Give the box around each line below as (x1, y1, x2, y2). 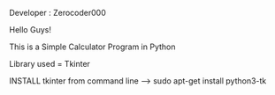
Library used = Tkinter (9, 59, 91, 69)
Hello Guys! (9, 25, 51, 34)
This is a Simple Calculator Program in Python (9, 41, 176, 52)
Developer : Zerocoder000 (9, 8, 106, 18)
